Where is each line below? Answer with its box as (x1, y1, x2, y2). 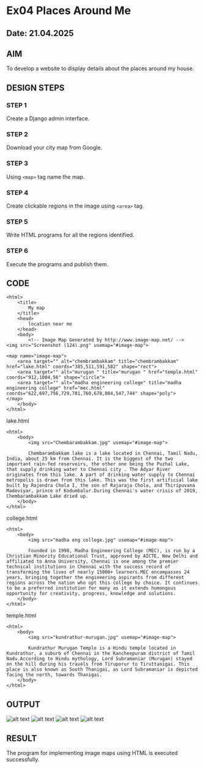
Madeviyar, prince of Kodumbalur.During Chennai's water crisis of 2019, (6, 488, 199, 494)
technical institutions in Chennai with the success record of (6, 564, 171, 570)
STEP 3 (6, 159, 29, 168)
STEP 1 (6, 101, 27, 109)
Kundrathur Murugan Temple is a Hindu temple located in (28, 645, 176, 651)
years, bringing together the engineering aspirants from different (6, 575, 184, 581)
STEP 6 (6, 247, 29, 255)
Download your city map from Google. (6, 144, 103, 151)
